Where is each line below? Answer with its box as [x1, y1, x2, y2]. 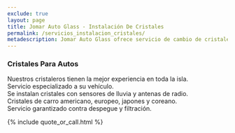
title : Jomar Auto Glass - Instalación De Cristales [7, 23, 164, 30]
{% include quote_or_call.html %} [7, 118, 104, 126]
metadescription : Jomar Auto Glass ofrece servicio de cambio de [7, 36, 201, 43]
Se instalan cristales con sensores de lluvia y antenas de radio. [7, 90, 189, 98]
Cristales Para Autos [7, 59, 79, 69]
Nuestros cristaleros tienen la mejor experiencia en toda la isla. [7, 75, 189, 84]
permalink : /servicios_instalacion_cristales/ [7, 29, 145, 37]
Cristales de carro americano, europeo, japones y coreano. [7, 97, 178, 105]
